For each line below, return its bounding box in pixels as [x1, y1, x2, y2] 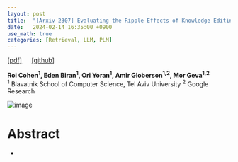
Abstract [7, 125, 60, 141]
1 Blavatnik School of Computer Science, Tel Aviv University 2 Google [7, 79, 209, 88]
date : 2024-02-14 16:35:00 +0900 [7, 23, 113, 30]
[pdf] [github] [7, 56, 55, 64]
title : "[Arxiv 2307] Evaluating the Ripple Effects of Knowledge [7, 17, 211, 24]
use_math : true [7, 30, 52, 37]
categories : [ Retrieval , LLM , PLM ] [7, 37, 113, 44]
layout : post [7, 10, 46, 18]
